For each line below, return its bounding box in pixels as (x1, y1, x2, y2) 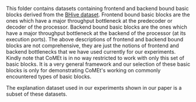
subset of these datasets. (6, 90, 67, 97)
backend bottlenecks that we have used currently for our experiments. (6, 48, 176, 55)
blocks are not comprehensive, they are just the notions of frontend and (6, 42, 180, 49)
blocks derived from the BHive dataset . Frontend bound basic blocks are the (6, 11, 190, 18)
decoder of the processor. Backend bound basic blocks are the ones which (6, 23, 187, 30)
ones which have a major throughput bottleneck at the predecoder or (6, 17, 173, 24)
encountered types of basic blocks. (6, 73, 92, 80)
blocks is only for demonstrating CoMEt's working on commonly (6, 67, 161, 73)
